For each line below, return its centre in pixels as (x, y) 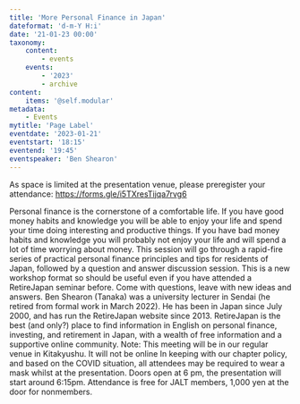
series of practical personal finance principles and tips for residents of (139, 258)
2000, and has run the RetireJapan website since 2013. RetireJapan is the (145, 316)
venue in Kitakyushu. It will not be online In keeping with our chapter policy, (149, 353)
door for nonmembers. (51, 391)
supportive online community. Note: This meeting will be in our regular (139, 344)
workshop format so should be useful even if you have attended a (131, 277)
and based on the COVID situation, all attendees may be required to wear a (147, 363)
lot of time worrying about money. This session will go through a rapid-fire (146, 249)
